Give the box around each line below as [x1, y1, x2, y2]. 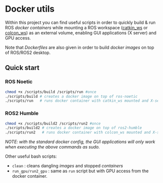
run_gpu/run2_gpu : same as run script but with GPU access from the [12, 168, 149, 174]
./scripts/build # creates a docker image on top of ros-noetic [5, 94, 138, 99]
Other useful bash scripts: [5, 153, 57, 159]
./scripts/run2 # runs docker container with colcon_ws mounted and [5, 130, 151, 135]
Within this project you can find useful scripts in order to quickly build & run [5, 19, 156, 25]
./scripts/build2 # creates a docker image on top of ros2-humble [5, 126, 142, 130]
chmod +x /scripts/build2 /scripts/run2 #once [5, 121, 101, 126]
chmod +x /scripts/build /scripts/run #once [5, 89, 97, 94]
